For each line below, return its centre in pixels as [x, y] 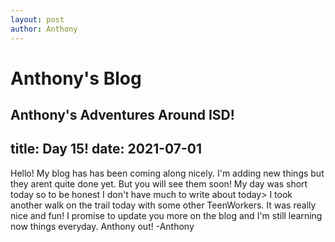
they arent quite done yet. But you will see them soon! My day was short [159, 183]
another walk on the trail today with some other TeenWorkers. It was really [163, 205]
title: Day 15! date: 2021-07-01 [106, 149]
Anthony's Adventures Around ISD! [122, 115]
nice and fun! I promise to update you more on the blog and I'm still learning [166, 215]
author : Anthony [44, 29]
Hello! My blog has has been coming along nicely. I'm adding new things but [167, 173]
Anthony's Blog [76, 78]
